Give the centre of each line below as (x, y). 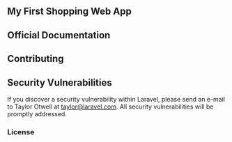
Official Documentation (59, 35)
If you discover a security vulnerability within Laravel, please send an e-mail (116, 99)
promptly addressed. (37, 113)
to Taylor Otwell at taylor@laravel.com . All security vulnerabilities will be (110, 106)
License (21, 132)
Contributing (36, 59)
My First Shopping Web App (70, 11)
